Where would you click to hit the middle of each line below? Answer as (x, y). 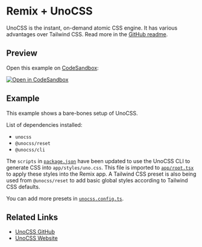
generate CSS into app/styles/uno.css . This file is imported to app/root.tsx (100, 167)
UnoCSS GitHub (35, 232)
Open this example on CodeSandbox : (52, 68)
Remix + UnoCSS (49, 11)
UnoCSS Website (36, 238)
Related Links (32, 217)
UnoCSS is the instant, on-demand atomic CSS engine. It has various (92, 28)
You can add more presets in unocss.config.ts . (65, 198)
